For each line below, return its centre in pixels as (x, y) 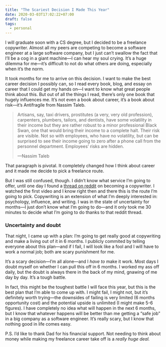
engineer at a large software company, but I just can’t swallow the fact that (81, 53)
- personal (21, 28)
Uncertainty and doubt (33, 226)
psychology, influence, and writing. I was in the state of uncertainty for (77, 202)
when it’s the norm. (25, 69)
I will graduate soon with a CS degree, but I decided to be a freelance (76, 42)
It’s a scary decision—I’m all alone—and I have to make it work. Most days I (82, 261)
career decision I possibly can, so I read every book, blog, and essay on (79, 84)
